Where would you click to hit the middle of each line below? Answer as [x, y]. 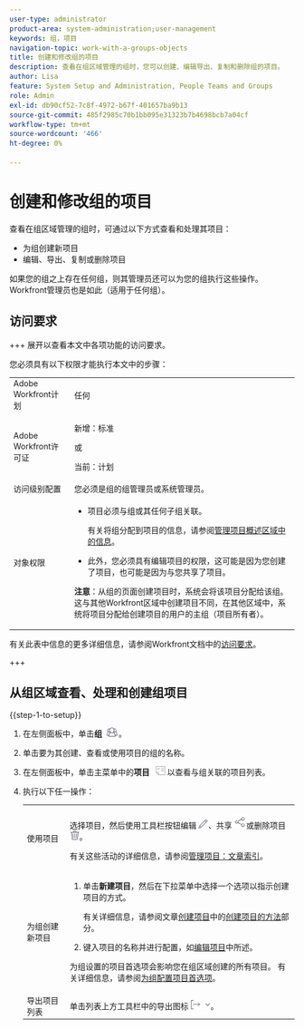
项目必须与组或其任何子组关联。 [147, 511]
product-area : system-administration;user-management [113, 29]
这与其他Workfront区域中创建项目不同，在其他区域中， [176, 603]
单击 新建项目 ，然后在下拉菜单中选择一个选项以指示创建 [186, 886]
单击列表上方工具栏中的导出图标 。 [144, 1005]
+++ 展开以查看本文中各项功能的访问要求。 [90, 345]
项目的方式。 [107, 898]
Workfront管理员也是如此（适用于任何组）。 [90, 289]
